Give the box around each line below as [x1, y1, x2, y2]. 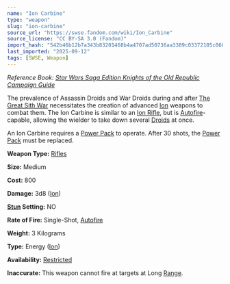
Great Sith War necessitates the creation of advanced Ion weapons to [7, 101, 203, 109]
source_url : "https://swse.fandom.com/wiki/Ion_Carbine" [7, 29, 173, 36]
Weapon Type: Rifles [7, 149, 67, 157]
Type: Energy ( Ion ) [7, 242, 60, 250]
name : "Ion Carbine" [7, 10, 66, 17]
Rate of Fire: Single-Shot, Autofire [7, 216, 103, 224]
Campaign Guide [7, 80, 55, 89]
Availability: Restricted [7, 255, 73, 263]
